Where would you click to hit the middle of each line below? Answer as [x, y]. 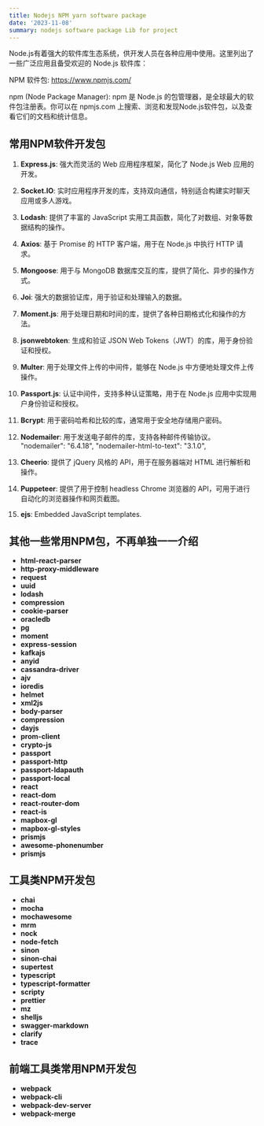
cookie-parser [44, 611]
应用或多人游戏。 [48, 201]
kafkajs [33, 652]
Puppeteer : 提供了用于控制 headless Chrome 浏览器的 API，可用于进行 [135, 489]
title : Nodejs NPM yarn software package [78, 15]
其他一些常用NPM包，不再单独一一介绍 [104, 541]
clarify [31, 1034]
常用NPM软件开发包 [57, 144]
